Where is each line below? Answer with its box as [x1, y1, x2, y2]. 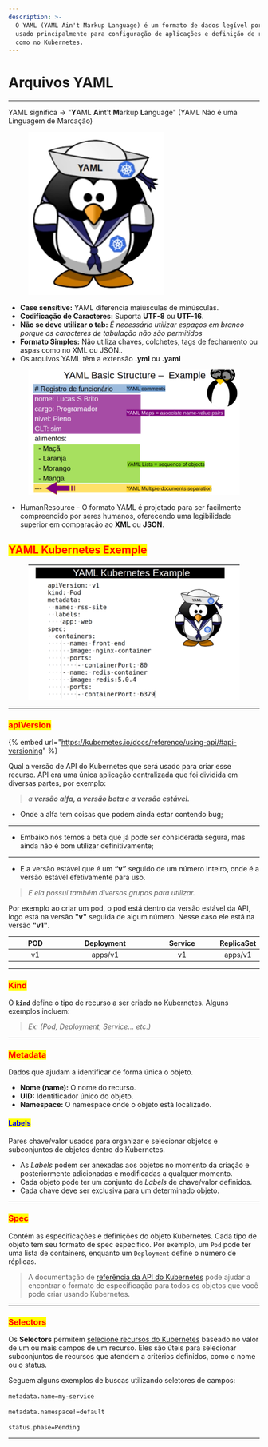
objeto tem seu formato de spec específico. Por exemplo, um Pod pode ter [8, 1239, 251, 1249]
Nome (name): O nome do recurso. [19, 1083, 136, 1093]
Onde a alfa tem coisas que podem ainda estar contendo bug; [19, 810, 223, 819]
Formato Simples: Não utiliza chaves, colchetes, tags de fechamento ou [19, 337, 258, 347]
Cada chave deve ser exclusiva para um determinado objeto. [19, 1186, 220, 1195]
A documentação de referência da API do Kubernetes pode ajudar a [27, 1272, 251, 1282]
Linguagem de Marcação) [8, 116, 93, 126]
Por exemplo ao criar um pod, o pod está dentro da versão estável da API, [8, 903, 251, 913]
